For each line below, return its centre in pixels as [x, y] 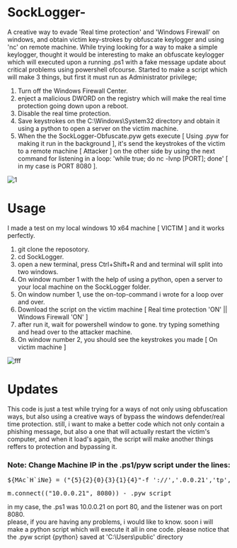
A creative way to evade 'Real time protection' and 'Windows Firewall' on [114, 32]
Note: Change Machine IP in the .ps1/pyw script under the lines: [119, 464]
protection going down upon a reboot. [73, 105]
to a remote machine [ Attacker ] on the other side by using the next [116, 151]
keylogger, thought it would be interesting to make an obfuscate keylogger [116, 55]
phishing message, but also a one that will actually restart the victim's [109, 431]
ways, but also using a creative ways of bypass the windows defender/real [116, 416]
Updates [33, 389]
